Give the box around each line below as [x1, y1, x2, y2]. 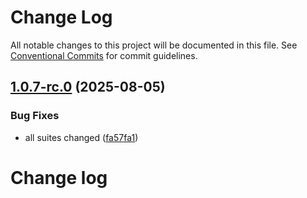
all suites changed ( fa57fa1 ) [24, 131, 139, 143]
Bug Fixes [10, 109, 60, 123]
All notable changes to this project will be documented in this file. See [10, 39, 298, 51]
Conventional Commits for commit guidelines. [10, 49, 198, 61]
